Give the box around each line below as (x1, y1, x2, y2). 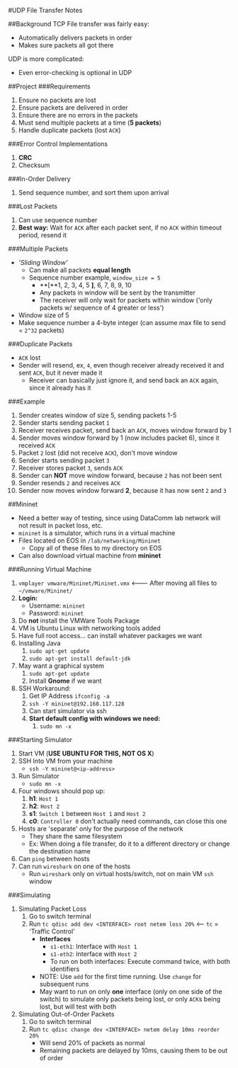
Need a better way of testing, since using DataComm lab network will (18, 513, 221, 522)
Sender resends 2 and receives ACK (18, 479, 121, 487)
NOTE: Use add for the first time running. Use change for (39, 972, 201, 980)
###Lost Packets (8, 202, 57, 210)
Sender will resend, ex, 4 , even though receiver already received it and (18, 361, 225, 369)
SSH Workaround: (18, 684, 72, 693)
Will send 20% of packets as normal (39, 1039, 145, 1047)
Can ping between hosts (18, 855, 90, 863)
